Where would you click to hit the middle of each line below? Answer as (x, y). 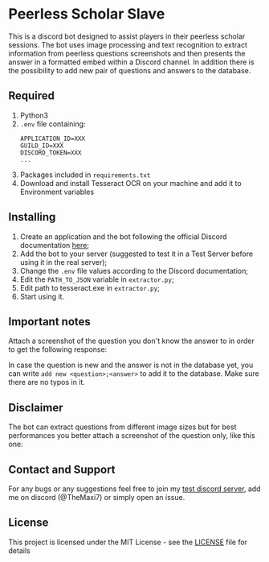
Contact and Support (62, 469)
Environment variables (57, 192)
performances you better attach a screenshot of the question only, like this (132, 436)
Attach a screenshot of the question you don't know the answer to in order (132, 341)
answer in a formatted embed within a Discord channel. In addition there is (131, 62)
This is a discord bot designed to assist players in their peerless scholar (127, 36)
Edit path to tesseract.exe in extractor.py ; (90, 287)
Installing (32, 217)
